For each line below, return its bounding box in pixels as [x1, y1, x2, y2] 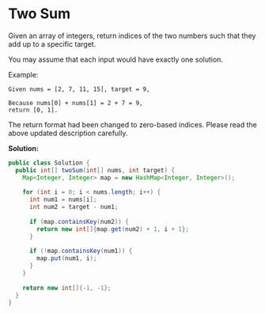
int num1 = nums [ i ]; [28, 195, 97, 204]
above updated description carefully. [8, 128, 128, 138]
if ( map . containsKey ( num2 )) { [28, 218, 129, 225]
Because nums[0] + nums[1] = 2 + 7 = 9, [8, 99, 144, 107]
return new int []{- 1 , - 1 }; [22, 284, 112, 292]
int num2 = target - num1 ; [28, 203, 119, 211]
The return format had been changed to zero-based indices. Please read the [8, 119, 257, 129]
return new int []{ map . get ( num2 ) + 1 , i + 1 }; [36, 225, 190, 233]
